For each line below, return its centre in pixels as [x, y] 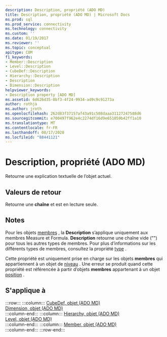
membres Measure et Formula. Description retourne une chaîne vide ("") [81, 238]
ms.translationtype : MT [30, 123]
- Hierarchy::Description [32, 76]
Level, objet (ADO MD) [29, 319]
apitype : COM [19, 52]
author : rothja [21, 104]
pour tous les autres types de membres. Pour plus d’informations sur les [80, 243]
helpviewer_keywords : [28, 90]
